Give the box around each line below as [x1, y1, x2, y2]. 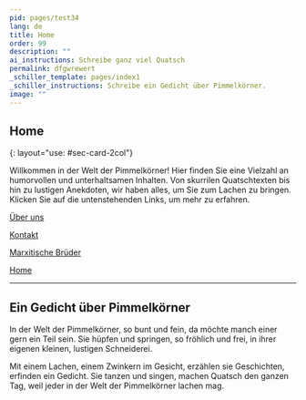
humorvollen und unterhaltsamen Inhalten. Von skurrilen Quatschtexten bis [9, 175, 291, 186]
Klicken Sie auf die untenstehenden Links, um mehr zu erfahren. [9, 194, 250, 205]
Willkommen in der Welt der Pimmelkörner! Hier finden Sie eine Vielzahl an [9, 165, 290, 176]
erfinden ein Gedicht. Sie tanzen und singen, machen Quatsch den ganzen [9, 371, 290, 382]
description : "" [9, 47, 71, 56]
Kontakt [9, 230, 39, 241]
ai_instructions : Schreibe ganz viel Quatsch [9, 56, 185, 65]
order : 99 [9, 38, 47, 48]
